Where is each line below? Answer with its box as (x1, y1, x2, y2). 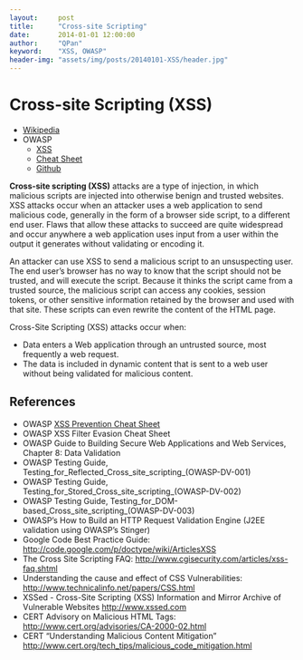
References (9, 394, 76, 410)
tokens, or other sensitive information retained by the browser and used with (9, 294, 295, 305)
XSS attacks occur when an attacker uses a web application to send (9, 199, 263, 210)
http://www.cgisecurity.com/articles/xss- (135, 553, 289, 564)
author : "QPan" (9, 38, 83, 48)
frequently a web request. (22, 348, 119, 359)
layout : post (9, 13, 75, 23)
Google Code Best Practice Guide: (22, 534, 151, 545)
